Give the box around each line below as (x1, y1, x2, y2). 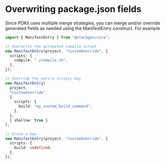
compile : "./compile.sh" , (14, 58, 68, 63)
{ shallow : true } (9, 118, 48, 123)
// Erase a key (5, 131, 37, 137)
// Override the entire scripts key (5, 76, 81, 81)
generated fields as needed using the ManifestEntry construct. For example (5, 25, 161, 31)
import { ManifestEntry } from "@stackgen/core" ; (5, 35, 111, 40)
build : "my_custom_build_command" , (18, 104, 93, 109)
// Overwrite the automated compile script (5, 44, 97, 49)
